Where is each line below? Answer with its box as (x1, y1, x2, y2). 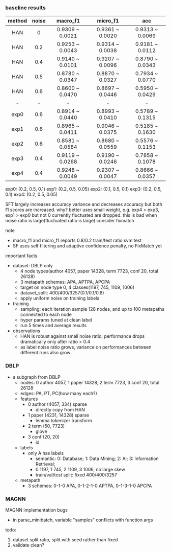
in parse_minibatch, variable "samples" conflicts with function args (12, 517, 153, 523)
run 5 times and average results (20, 323, 87, 329)
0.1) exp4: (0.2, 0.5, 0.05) (5, 191, 58, 198)
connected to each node (20, 311, 72, 318)
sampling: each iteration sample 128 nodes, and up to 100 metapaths (20, 306, 164, 312)
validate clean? (12, 542, 45, 548)
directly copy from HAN (35, 406, 85, 412)
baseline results (5, 4, 46, 11)
